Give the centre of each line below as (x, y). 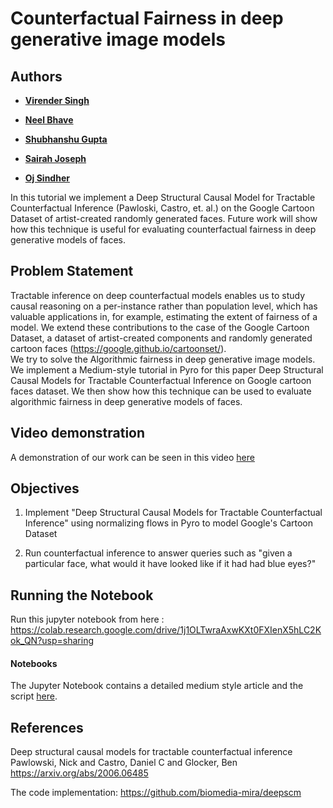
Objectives (45, 488)
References (47, 727)
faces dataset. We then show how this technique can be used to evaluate (161, 391)
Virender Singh (57, 100)
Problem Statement (72, 271)
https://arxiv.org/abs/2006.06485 (79, 773)
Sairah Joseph (55, 158)
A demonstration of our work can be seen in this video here (132, 457)
